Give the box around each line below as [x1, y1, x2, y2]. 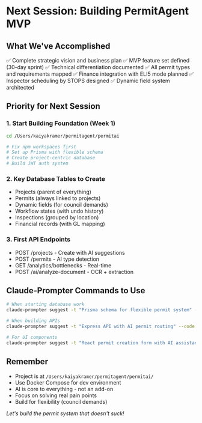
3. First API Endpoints [6, 236, 71, 244]
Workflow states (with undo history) [14, 207, 104, 215]
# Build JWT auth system [6, 160, 69, 166]
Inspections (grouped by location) [14, 214, 99, 221]
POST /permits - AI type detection [14, 255, 100, 263]
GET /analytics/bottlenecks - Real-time [14, 261, 112, 269]
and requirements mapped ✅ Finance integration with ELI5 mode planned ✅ [6, 70, 194, 78]
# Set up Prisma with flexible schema [6, 149, 103, 156]
